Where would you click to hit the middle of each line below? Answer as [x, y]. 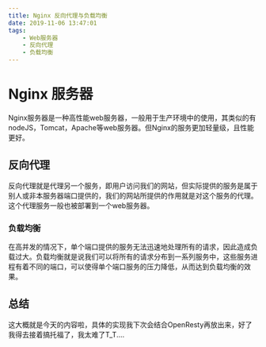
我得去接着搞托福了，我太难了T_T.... [66, 334]
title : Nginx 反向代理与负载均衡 [58, 15]
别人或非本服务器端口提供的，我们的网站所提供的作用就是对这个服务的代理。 [133, 195]
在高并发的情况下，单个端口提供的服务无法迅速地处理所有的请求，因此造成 [129, 247]
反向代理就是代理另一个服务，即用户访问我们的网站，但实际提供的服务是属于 [133, 185]
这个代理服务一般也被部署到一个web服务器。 [81, 205]
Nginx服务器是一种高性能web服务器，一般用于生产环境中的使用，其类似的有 [132, 118]
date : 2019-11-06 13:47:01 [53, 23]
